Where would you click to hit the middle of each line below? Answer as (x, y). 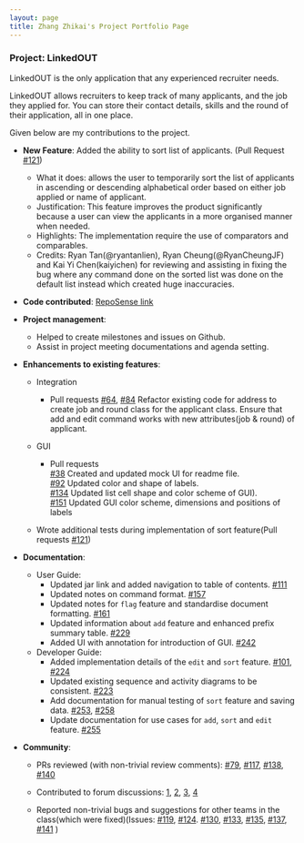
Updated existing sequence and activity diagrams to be (153, 681)
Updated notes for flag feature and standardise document (159, 604)
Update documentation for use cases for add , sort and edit (161, 719)
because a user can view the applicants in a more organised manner (164, 216)
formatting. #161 (80, 613)
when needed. (63, 226)
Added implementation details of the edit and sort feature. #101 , (171, 662)
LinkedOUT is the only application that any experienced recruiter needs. (144, 77)
